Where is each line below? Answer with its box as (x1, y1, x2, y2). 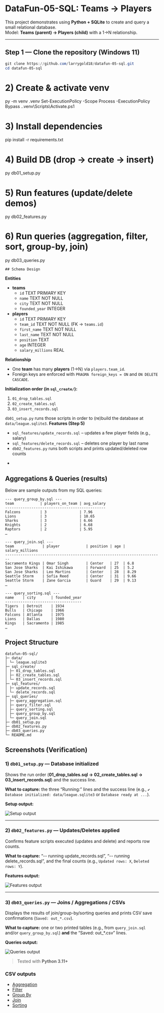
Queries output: (5, 939, 38, 946)
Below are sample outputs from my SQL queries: (5, 487, 102, 493)
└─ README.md (5, 733, 32, 737)
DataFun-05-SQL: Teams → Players (5, 3, 152, 14)
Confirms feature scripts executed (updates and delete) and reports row (5, 838, 150, 844)
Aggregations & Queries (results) (5, 474, 108, 483)
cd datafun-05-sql (5, 65, 42, 71)
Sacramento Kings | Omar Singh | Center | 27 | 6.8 (5, 561, 134, 566)
